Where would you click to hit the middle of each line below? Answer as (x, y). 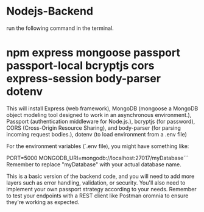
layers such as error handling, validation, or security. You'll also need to (96, 182)
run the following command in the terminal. (60, 28)
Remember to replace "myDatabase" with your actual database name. (94, 164)
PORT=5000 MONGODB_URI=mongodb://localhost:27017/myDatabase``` (97, 158)
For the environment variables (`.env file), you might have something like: (98, 146)
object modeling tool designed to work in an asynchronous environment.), (99, 115)
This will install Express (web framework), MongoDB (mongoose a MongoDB (102, 108)
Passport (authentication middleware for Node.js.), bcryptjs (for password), (101, 121)
